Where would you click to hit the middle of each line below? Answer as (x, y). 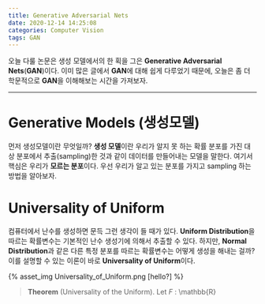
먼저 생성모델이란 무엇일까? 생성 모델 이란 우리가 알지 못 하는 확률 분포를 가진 (125, 146)
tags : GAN (24, 38)
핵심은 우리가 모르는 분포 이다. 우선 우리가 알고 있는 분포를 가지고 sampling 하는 (130, 166)
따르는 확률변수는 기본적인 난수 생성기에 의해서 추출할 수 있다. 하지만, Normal (127, 241)
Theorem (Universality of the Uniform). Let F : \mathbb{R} (122, 292)
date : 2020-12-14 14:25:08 (52, 23)
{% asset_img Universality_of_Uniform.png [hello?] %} (96, 276)
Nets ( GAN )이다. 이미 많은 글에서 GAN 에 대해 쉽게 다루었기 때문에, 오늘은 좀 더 (129, 71)
